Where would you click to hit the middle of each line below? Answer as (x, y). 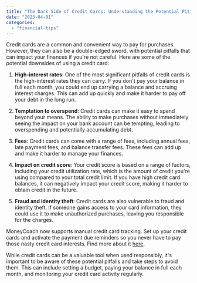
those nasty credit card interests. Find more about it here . (76, 244)
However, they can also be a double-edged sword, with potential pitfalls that (98, 51)
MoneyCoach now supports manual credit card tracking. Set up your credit (96, 231)
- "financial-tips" (35, 28)
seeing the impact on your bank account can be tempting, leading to (97, 123)
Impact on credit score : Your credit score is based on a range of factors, (102, 165)
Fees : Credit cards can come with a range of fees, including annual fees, (102, 141)
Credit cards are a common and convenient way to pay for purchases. (90, 45)
